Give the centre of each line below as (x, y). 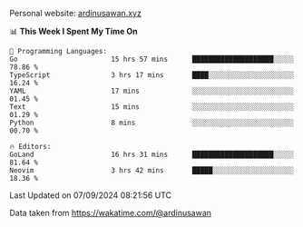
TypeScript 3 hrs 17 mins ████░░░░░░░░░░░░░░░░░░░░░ (152, 75)
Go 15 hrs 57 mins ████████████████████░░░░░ (152, 59)
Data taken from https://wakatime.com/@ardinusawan (110, 213)
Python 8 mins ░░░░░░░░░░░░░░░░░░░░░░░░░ (152, 123)
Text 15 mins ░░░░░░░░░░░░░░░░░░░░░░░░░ (152, 107)
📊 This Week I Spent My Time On (73, 31)
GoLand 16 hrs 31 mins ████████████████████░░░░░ (152, 154)
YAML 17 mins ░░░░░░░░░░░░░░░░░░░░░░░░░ (152, 91)
